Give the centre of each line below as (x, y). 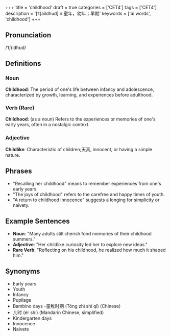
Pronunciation (28, 35)
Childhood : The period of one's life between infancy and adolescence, (80, 89)
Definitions (23, 64)
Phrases (19, 171)
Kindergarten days (32, 318)
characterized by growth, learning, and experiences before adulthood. (79, 94)
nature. (13, 155)
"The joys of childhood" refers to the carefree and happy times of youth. (89, 194)
